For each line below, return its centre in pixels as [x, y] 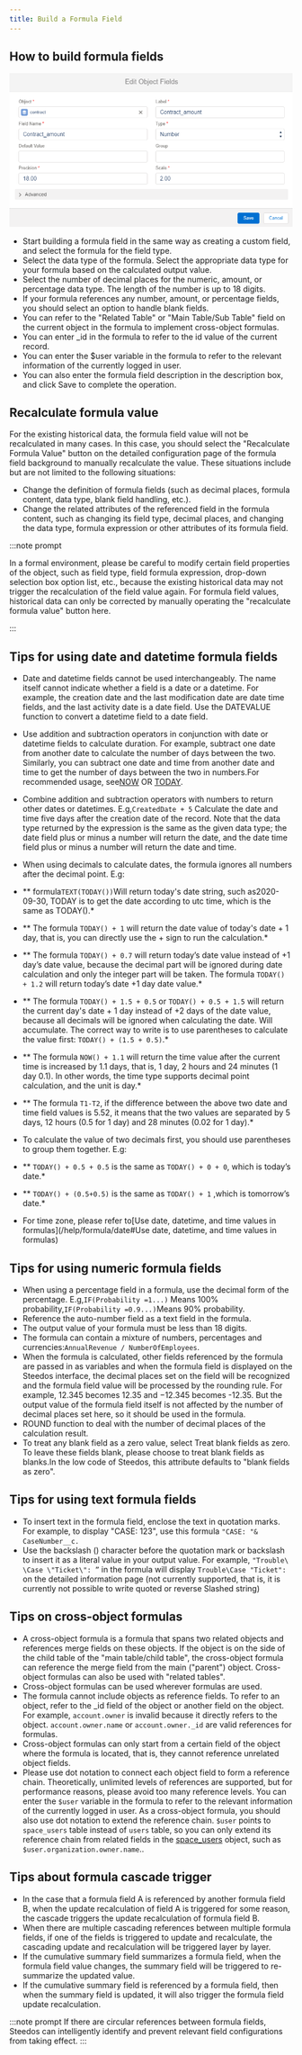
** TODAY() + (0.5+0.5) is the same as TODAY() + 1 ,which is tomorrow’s [156, 1194]
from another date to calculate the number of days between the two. [149, 753]
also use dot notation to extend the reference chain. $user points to [147, 1820]
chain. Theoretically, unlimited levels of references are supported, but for [157, 1781]
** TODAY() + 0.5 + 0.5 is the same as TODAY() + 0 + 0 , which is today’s [156, 1167]
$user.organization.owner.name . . [83, 1849]
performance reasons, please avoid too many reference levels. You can [154, 1791]
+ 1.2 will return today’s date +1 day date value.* [112, 984]
